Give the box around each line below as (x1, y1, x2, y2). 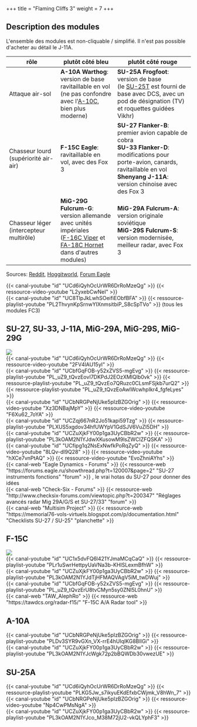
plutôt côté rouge (128, 58, 178, 66)
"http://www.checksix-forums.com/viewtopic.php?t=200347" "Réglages (6, 492, 181, 499)
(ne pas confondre (60, 89, 111, 97)
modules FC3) (6, 307, 40, 314)
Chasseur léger (9, 218, 52, 227)
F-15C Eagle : (60, 143, 99, 152)
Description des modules (6, 22, 100, 32)
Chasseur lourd (9, 147, 52, 155)
